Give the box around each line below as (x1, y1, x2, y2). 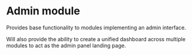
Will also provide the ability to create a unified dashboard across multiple (6, 35, 186, 42)
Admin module (6, 4, 81, 18)
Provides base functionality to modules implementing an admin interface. (6, 24, 187, 31)
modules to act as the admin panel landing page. (6, 42, 126, 49)
